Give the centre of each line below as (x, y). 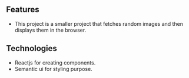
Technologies (32, 48)
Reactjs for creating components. (55, 62)
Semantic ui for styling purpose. (53, 69)
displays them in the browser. (50, 30)
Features (23, 10)
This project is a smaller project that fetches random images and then (99, 23)
